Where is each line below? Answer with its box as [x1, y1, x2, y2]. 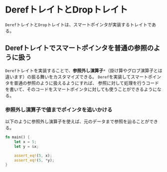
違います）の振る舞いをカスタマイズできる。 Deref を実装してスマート [5, 73, 149, 79]
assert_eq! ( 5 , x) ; [14, 153, 52, 158]
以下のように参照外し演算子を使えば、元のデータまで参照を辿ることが [5, 118, 150, 124]
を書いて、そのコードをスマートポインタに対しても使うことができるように [5, 86, 158, 92]
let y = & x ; [14, 144, 39, 149]
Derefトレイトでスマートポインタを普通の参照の [5, 44, 154, 52]
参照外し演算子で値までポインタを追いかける [5, 106, 113, 113]
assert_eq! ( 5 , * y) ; [14, 157, 55, 162]
